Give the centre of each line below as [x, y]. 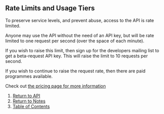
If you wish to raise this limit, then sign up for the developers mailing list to [82, 50]
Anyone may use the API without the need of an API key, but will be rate [80, 35]
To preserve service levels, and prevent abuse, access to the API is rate [80, 20]
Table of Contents [31, 106]
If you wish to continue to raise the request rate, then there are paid [75, 71]
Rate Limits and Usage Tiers [50, 8]
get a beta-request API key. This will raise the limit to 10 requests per [76, 56]
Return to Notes [29, 101]
